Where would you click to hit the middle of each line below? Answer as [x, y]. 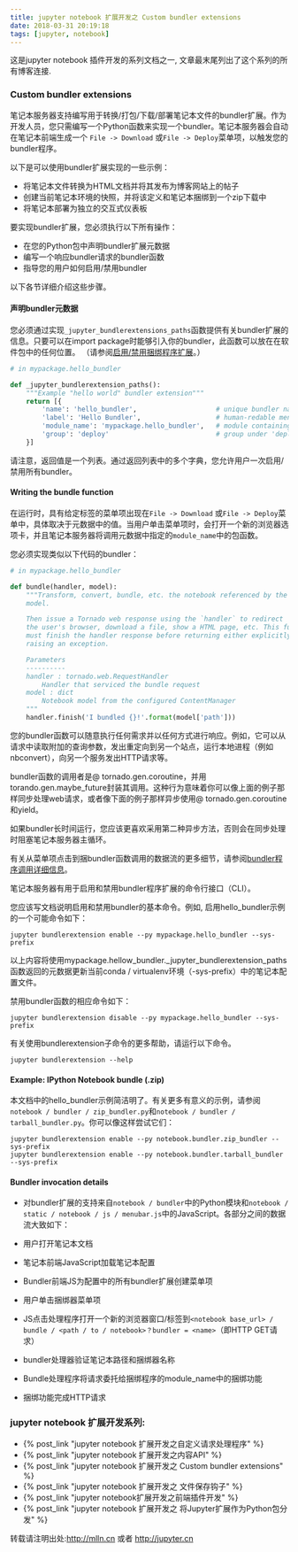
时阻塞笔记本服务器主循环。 [61, 839]
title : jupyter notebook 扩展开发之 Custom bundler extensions [126, 17]
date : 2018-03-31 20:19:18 [60, 26]
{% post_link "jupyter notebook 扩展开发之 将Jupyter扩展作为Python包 [151, 1508]
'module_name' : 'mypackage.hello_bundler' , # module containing [167, 426]
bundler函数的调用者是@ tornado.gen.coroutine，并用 [108, 776]
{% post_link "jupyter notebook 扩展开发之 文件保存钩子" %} [133, 1486]
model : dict [50, 693]
